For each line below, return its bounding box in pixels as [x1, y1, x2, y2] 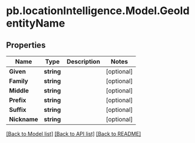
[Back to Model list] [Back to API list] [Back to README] [6, 131, 141, 137]
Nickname [9, 115, 38, 123]
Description [67, 58, 100, 65]
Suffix [9, 106, 27, 114]
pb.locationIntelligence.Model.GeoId [6, 4, 190, 18]
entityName [6, 16, 65, 30]
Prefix [9, 96, 27, 104]
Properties [6, 40, 46, 50]
